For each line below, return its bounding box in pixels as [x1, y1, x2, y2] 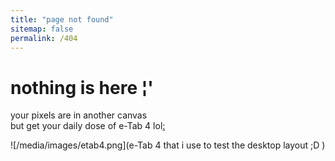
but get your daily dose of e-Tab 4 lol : [10, 120, 166, 132]
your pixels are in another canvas [10, 109, 148, 121]
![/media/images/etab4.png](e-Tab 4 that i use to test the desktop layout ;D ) [10, 139, 326, 151]
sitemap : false [10, 24, 74, 34]
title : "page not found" [10, 14, 114, 25]
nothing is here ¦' [10, 76, 154, 99]
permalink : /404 [10, 33, 78, 43]
